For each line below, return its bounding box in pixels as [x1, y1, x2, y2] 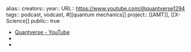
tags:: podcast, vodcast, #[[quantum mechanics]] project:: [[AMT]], [6, 11, 170, 18]
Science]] [6, 18, 30, 24]
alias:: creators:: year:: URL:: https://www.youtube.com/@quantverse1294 [6, 5, 185, 12]
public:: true [30, 18, 60, 24]
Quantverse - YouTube [14, 29, 70, 36]
